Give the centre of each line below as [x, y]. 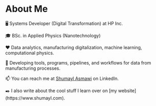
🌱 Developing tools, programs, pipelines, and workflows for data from [78, 62]
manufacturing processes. [33, 68]
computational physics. [30, 53]
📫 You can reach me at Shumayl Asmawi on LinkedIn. [62, 78]
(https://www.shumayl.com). [35, 98]
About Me [27, 9]
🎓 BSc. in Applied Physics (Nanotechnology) [53, 35]
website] [127, 91]
